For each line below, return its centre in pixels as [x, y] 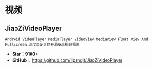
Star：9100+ [25, 54]
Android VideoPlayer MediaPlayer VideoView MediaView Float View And [77, 39]
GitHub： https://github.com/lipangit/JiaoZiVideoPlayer [67, 60]
